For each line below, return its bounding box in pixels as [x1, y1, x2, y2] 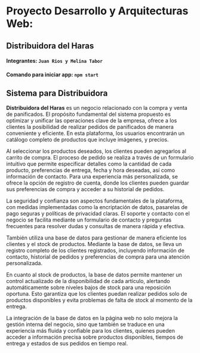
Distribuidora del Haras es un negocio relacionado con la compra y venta [6, 104, 188, 111]
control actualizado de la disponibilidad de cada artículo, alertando [6, 277, 170, 284]
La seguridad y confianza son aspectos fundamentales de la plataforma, [6, 197, 184, 204]
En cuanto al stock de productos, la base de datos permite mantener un [6, 271, 182, 278]
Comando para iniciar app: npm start [6, 70, 99, 78]
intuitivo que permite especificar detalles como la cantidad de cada [6, 160, 172, 167]
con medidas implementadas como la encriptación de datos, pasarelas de [6, 203, 188, 210]
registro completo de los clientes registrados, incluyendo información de [6, 247, 185, 254]
